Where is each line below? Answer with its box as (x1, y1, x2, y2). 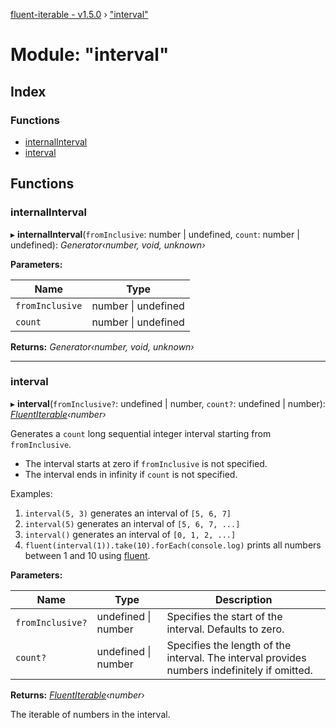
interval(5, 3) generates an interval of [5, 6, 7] (24, 507, 232, 519)
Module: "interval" (10, 44, 170, 66)
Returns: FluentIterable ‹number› (10, 689, 145, 701)
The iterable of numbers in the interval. (10, 708, 171, 720)
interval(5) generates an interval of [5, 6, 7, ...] (24, 517, 241, 529)
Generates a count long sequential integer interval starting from (10, 427, 272, 439)
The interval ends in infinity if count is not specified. (24, 468, 238, 480)
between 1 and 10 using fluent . (24, 549, 151, 561)
